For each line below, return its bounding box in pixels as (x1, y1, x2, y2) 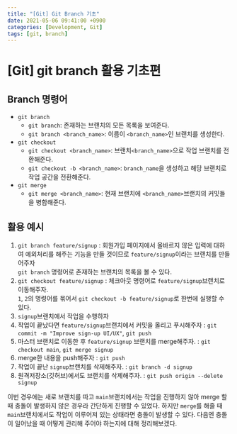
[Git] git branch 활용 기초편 (7, 63, 161, 79)
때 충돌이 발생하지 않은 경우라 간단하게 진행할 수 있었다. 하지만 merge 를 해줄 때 (7, 401, 223, 410)
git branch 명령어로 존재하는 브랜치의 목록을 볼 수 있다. (17, 267, 172, 277)
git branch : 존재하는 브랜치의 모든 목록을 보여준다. (28, 121, 170, 130)
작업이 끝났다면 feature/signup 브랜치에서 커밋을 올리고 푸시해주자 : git (17, 321, 217, 330)
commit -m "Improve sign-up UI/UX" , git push (17, 329, 152, 338)
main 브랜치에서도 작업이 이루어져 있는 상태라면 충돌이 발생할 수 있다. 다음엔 (7, 411, 214, 419)
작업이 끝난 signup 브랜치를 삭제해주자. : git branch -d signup (17, 362, 193, 371)
